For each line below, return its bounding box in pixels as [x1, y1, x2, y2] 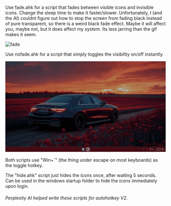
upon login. [5, 183, 29, 189]
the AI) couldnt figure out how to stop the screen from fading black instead [5, 15, 162, 21]
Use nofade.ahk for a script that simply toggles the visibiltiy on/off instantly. [5, 51, 164, 57]
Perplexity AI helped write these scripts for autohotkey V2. [5, 195, 128, 201]
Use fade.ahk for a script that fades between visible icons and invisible [5, 5, 154, 10]
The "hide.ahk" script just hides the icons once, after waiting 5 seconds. [5, 172, 157, 178]
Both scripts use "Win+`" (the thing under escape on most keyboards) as [5, 157, 158, 163]
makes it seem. [5, 32, 37, 37]
